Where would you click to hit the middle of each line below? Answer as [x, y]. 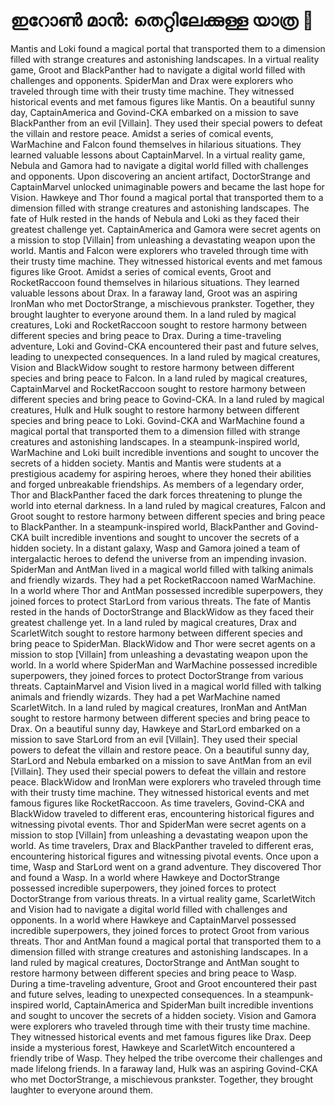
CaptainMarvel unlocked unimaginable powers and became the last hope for [167, 186]
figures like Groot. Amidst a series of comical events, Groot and [141, 271]
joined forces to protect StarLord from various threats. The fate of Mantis [161, 601]
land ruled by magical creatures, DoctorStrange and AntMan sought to [155, 962]
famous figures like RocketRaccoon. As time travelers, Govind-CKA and [157, 803]
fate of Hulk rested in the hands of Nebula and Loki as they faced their [155, 218]
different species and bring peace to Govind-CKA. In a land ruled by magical [167, 399]
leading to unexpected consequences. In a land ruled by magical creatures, [165, 356]
